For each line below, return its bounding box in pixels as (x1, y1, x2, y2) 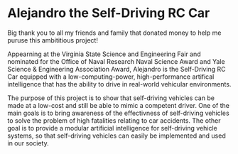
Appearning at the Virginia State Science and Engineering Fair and (7, 50, 201, 58)
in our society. (7, 138, 49, 147)
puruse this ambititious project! (7, 35, 98, 44)
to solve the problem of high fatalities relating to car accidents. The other (7, 116, 221, 125)
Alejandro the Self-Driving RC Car (7, 5, 210, 21)
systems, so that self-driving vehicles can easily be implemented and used (7, 131, 226, 140)
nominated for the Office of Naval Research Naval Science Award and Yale (7, 57, 225, 65)
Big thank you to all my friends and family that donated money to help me (7, 28, 222, 37)
